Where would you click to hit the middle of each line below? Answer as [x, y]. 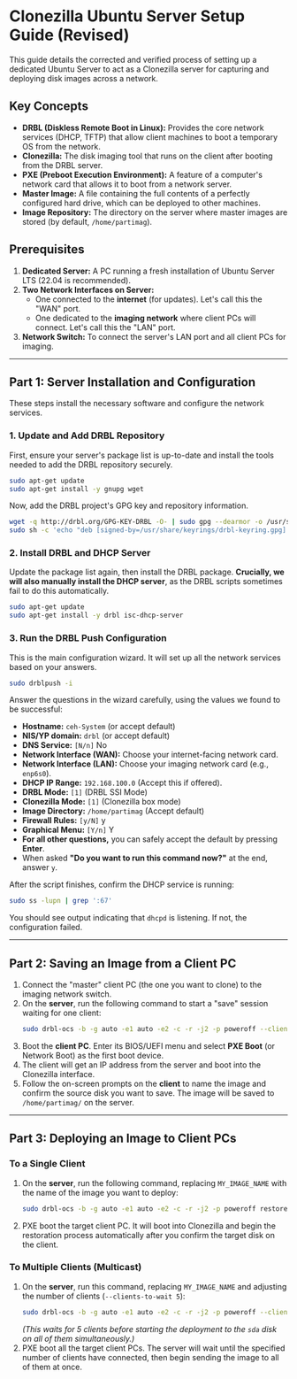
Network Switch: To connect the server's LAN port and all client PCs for [154, 336]
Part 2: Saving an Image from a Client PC [123, 963]
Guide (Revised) [69, 35]
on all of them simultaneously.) [78, 1338]
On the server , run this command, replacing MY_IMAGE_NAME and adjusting [154, 1286]
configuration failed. [46, 928]
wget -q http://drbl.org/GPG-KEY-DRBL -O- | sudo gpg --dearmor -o [136, 522]
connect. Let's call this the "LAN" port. [105, 327]
